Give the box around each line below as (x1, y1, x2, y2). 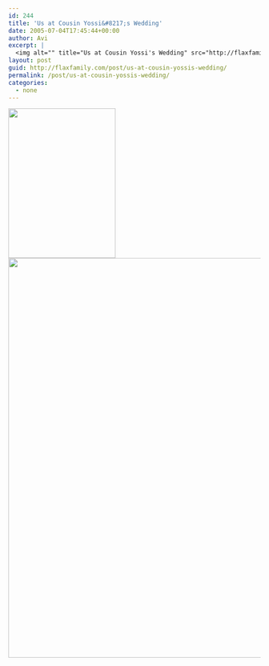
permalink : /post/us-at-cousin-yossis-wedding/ (8, 71, 171, 79)
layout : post (8, 57, 52, 65)
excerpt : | (8, 42, 45, 50)
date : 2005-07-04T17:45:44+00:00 (8, 26, 120, 34)
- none (15, 86, 38, 94)
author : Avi (8, 34, 48, 42)
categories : (8, 78, 48, 86)
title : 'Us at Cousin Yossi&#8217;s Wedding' (8, 19, 163, 27)
